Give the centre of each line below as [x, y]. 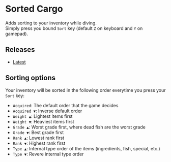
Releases [20, 50]
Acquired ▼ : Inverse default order [47, 111]
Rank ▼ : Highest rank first [39, 143]
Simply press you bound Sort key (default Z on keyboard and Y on [74, 28]
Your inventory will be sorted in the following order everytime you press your [85, 90]
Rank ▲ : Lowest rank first [38, 138]
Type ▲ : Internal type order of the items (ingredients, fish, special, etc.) [86, 148]
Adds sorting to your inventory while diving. [51, 23]
